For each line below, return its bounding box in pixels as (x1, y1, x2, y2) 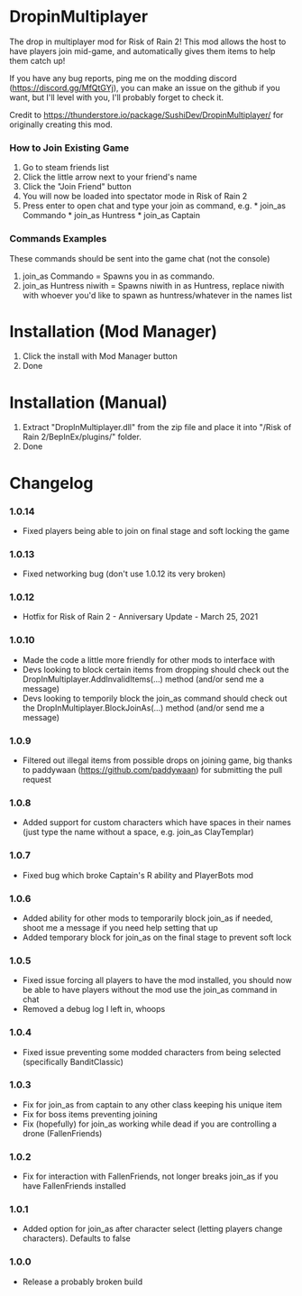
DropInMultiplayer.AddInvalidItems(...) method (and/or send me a (22, 674, 264, 685)
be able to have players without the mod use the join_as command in (22, 985, 278, 996)
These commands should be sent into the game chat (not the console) (9, 253, 270, 263)
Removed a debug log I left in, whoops (22, 1004, 166, 1015)
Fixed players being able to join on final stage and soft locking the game (22, 525, 290, 536)
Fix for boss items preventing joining (22, 1108, 158, 1119)
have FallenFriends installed (22, 1181, 126, 1191)
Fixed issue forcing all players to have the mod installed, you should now (22, 975, 292, 986)
